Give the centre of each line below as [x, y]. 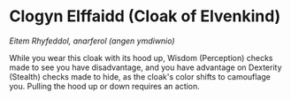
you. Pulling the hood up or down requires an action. [105, 86]
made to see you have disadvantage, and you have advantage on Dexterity [145, 67]
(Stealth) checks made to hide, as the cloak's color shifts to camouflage [140, 76]
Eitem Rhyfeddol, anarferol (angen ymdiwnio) [92, 41]
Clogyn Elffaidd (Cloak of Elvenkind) [145, 16]
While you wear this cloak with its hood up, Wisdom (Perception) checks [141, 58]
